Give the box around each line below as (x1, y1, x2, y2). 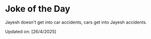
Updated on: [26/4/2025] (5, 28, 57, 34)
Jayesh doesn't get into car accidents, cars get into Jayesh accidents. (5, 19, 147, 25)
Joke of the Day (5, 3, 70, 14)
